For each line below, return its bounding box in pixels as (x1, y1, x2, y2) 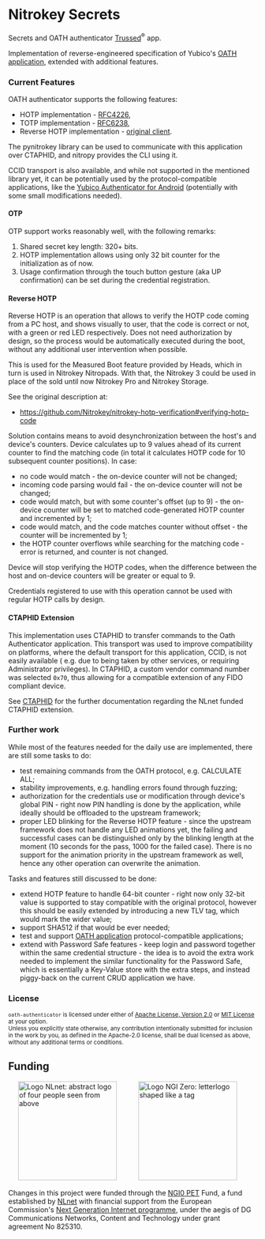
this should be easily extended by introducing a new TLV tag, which (19, 905, 240, 915)
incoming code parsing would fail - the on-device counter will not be (19, 480, 243, 489)
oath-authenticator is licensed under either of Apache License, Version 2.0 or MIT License (8, 1010, 255, 1019)
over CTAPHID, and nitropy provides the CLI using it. (8, 150, 178, 160)
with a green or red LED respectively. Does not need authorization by (8, 328, 233, 338)
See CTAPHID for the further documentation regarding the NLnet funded (8, 696, 244, 705)
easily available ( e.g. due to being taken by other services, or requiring (8, 655, 240, 665)
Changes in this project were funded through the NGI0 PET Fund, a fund (8, 1188, 243, 1197)
